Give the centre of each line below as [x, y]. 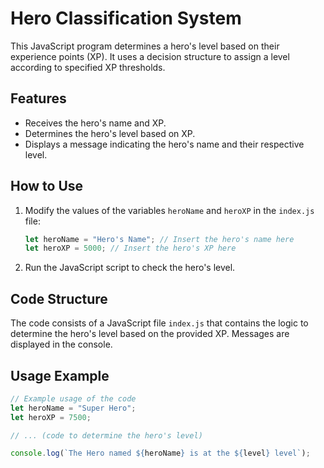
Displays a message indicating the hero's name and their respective [164, 144]
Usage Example [60, 375]
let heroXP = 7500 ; [51, 417]
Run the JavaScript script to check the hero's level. [130, 268]
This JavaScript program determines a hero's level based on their [145, 46]
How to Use [47, 186]
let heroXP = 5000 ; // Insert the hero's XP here [130, 248]
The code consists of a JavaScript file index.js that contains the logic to [159, 323]
